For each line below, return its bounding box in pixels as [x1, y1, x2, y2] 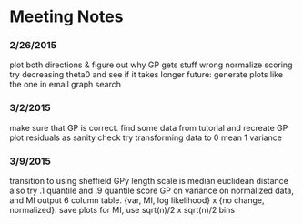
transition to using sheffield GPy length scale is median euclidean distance [9, 176, 288, 187]
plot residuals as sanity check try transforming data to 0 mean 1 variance [9, 132, 282, 143]
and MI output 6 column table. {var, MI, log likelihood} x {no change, [9, 195, 266, 206]
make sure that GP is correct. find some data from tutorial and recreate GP [9, 122, 288, 133]
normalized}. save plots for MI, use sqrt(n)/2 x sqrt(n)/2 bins [9, 205, 235, 216]
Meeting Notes [9, 6, 124, 27]
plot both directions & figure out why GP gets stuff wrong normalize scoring [9, 59, 293, 70]
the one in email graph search [9, 79, 121, 90]
